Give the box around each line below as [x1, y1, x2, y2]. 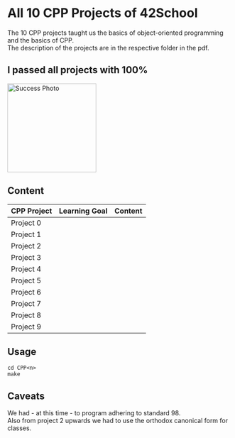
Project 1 [11, 229, 41, 239]
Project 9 [11, 322, 41, 332]
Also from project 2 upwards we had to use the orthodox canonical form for [7, 417, 229, 425]
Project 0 [11, 218, 41, 228]
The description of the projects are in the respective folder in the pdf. [7, 43, 209, 52]
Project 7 [11, 298, 41, 308]
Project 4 [11, 264, 41, 274]
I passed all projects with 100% [7, 64, 148, 76]
